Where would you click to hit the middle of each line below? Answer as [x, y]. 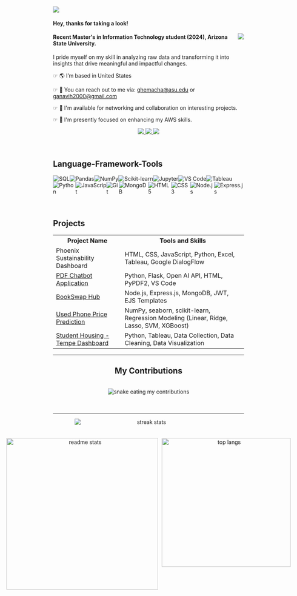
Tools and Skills [183, 241]
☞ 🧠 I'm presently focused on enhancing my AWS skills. [122, 119]
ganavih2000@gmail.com [85, 96]
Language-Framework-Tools [108, 164]
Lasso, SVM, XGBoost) [157, 326]
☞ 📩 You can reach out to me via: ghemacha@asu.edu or [124, 89]
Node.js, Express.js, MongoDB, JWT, [177, 293]
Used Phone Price [82, 314]
